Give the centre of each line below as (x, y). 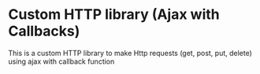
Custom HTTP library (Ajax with (114, 15)
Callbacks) (44, 31)
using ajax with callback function (61, 61)
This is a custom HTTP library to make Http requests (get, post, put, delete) (130, 53)
